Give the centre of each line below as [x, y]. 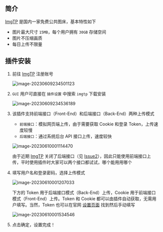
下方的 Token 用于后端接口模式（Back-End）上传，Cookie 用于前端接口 [84, 192]
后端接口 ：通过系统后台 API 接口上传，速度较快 [66, 136]
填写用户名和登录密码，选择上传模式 [49, 172]
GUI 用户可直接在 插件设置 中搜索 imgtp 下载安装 [59, 93]
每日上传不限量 [27, 44]
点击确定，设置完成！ [33, 225]
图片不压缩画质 [27, 38]
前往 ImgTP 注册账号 [33, 74]
